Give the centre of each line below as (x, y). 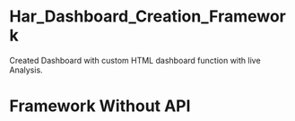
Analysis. (26, 70)
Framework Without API (100, 106)
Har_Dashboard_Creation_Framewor (148, 17)
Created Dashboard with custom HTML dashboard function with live (135, 60)
